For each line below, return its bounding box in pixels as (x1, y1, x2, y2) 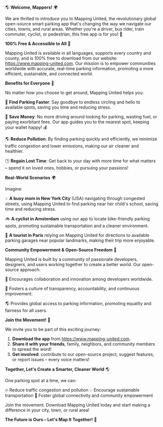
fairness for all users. (5, 308, 48, 313)
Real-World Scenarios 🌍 (5, 175, 56, 180)
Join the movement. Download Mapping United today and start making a (5, 402, 150, 408)
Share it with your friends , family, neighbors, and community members (12, 341, 155, 347)
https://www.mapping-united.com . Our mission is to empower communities (5, 60, 156, 66)
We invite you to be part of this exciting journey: (5, 327, 101, 332)
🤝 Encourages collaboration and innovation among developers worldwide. (5, 276, 153, 282)
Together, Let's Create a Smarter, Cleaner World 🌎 (5, 367, 110, 372)
